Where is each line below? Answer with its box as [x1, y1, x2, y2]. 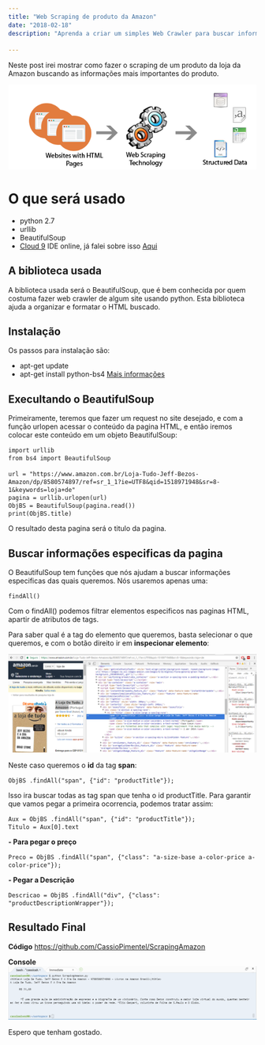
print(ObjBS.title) [8, 510, 73, 518]
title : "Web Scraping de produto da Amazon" [8, 13, 157, 21]
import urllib [8, 447, 55, 455]
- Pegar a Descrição [8, 875, 75, 884]
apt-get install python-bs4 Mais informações [19, 369, 166, 379]
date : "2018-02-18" [8, 21, 73, 29]
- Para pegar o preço [8, 837, 77, 846]
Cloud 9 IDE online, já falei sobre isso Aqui [19, 241, 158, 251]
